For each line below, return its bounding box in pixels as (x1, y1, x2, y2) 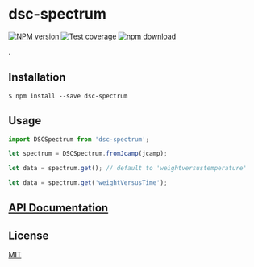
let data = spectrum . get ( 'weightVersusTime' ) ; (8, 179, 168, 187)
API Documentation (8, 201, 109, 215)
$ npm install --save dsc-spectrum (8, 92, 128, 100)
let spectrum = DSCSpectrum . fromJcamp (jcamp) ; (8, 150, 168, 158)
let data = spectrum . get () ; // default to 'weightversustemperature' (8, 165, 248, 173)
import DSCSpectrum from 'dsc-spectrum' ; (8, 135, 150, 144)
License (8, 228, 49, 242)
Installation (8, 70, 66, 85)
